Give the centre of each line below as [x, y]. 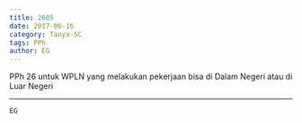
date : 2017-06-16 [42, 26]
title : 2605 [31, 18]
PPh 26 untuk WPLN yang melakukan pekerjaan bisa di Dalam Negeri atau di [151, 76]
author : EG [30, 51]
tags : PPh [28, 43]
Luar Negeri [31, 86]
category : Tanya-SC [46, 34]
